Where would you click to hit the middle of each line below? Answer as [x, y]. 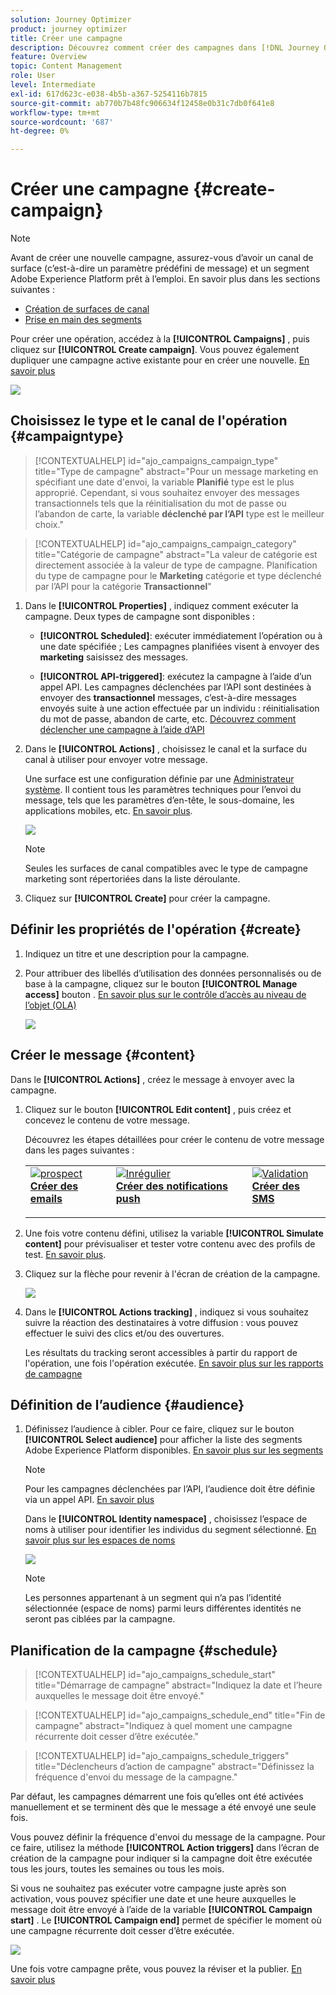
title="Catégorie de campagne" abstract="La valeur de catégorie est [176, 554]
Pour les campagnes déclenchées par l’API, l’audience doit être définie [170, 1489]
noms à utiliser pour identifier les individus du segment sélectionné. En [170, 1530]
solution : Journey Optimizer [71, 19]
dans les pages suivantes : [79, 1150]
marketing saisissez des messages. [114, 657]
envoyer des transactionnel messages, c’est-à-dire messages [168, 697]
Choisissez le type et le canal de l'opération [149, 421]
